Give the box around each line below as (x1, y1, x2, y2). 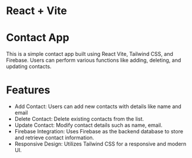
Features (6, 83, 50, 97)
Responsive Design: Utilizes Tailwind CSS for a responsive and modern (14, 140, 187, 147)
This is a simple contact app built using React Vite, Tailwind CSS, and (6, 51, 173, 58)
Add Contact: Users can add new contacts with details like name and (14, 103, 182, 110)
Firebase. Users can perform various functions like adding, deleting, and (6, 57, 181, 64)
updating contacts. (6, 63, 52, 70)
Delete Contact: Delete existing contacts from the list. (14, 116, 144, 123)
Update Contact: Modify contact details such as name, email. (14, 122, 163, 129)
